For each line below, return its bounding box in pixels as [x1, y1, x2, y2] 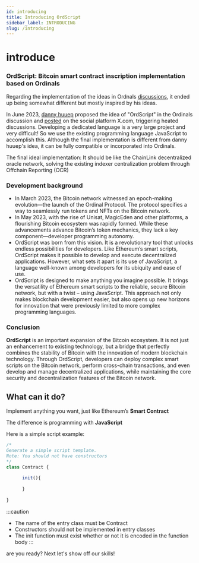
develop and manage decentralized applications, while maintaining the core [6, 368, 191, 375]
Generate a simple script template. [6, 448, 97, 454]
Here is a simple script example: [6, 431, 85, 438]
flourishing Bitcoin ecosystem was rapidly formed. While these [14, 220, 168, 227]
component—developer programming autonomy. [14, 233, 135, 240]
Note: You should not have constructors [6, 453, 108, 459]
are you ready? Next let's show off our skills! [6, 550, 115, 557]
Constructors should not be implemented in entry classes [14, 526, 156, 533]
